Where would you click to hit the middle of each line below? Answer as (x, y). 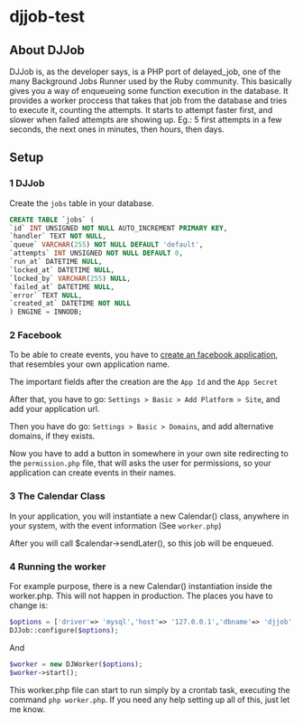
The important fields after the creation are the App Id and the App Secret (144, 382)
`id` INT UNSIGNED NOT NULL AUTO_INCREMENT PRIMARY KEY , (119, 228)
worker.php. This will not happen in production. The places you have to (141, 596)
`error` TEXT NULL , (46, 295)
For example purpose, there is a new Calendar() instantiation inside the (141, 586)
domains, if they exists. (52, 436)
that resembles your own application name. (89, 364)
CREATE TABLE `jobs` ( (52, 220)
